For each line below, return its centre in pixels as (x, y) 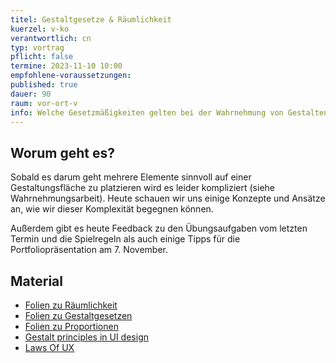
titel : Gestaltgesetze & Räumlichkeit (91, 19)
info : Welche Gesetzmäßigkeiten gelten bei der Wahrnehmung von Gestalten (169, 112)
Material (36, 281)
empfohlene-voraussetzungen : (71, 76)
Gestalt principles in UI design (86, 337)
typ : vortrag (37, 47)
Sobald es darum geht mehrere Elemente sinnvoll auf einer (131, 177)
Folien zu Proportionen (71, 326)
